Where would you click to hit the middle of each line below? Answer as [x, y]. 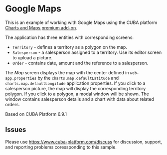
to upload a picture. [32, 57]
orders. [12, 104]
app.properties [21, 78]
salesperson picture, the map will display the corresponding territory [76, 88]
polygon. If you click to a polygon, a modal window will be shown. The [77, 94]
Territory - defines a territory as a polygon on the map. [70, 47]
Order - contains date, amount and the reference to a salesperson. [80, 63]
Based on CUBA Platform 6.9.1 [36, 114]
